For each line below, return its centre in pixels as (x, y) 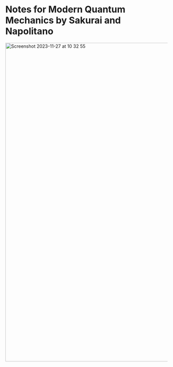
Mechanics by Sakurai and (63, 20)
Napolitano (29, 31)
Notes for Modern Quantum (65, 10)
